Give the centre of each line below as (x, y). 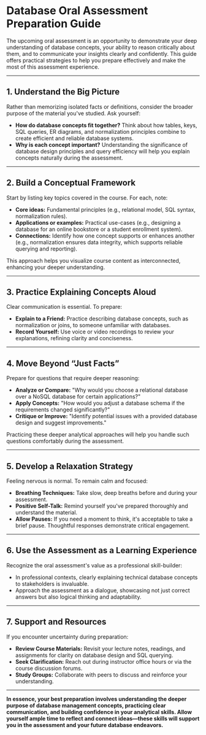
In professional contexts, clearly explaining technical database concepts (106, 577)
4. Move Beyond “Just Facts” (63, 363)
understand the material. (46, 512)
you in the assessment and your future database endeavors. (85, 725)
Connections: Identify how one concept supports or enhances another (105, 235)
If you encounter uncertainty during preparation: (67, 637)
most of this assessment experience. (53, 67)
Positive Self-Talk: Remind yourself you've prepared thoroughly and (101, 506)
